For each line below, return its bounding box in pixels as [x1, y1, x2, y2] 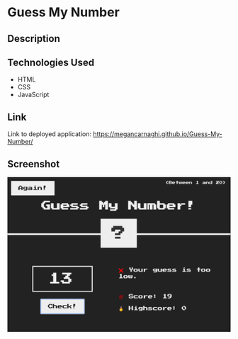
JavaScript [17, 90, 50, 99]
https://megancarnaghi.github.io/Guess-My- [93, 130, 223, 138]
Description [7, 33, 60, 45]
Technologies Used [7, 56, 94, 68]
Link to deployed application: [7, 130, 92, 138]
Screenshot [7, 157, 60, 170]
